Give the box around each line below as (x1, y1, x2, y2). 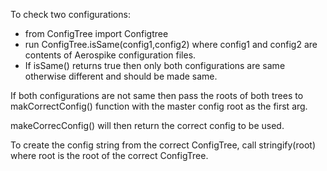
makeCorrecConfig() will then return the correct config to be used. (10, 120, 285, 131)
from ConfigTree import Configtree (24, 28, 169, 39)
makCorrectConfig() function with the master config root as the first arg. (10, 100, 308, 112)
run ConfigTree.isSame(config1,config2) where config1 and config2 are (24, 39, 318, 50)
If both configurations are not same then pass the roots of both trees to (10, 90, 304, 101)
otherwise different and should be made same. (24, 70, 218, 82)
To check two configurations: (10, 9, 131, 20)
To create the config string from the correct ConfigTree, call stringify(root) (10, 139, 316, 151)
